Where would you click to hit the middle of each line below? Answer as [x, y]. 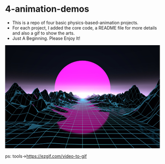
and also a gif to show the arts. [43, 33]
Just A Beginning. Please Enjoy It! [46, 38]
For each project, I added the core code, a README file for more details [84, 27]
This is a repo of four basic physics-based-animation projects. [75, 23]
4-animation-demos [47, 9]
